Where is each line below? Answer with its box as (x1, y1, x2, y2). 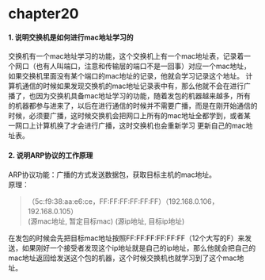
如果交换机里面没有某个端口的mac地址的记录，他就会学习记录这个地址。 (8, 71, 244, 81)
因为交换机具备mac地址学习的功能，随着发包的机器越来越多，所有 (35, 91, 252, 101)
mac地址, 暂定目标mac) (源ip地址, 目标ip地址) (36, 216, 185, 226)
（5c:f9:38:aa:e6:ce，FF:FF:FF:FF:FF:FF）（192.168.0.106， (27, 196, 219, 206)
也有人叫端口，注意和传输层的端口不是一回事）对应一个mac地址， (35, 61, 252, 71)
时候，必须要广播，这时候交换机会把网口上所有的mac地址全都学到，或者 (8, 111, 244, 121)
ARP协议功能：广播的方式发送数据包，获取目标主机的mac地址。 (8, 170, 216, 179)
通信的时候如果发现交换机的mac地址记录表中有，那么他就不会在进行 (21, 81, 244, 91)
